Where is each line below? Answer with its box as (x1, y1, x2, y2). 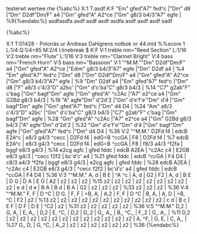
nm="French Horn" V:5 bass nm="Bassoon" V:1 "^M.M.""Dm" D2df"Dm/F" (6, 59, 186, 66)
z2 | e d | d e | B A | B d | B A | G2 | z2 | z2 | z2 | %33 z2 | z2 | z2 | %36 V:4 (6, 184, 189, 190)
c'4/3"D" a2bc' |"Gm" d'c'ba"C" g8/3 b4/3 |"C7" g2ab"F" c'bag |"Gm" (6, 109, 178, 116)
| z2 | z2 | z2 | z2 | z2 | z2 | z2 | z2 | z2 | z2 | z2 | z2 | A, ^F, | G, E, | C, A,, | (6, 215, 187, 222)
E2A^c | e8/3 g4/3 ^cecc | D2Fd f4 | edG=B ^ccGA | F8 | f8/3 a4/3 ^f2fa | (6, 141, 183, 147)
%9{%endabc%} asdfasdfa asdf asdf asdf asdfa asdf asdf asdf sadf (6, 18, 172, 24)
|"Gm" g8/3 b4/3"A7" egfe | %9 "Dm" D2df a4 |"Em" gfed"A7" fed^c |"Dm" (6, 78, 189, 85)
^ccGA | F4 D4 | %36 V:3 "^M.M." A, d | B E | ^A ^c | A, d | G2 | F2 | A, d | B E (6, 172, 191, 178)
